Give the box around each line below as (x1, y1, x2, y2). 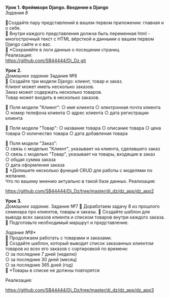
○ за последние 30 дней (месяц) (5, 257, 77, 262)
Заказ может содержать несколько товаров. (5, 89, 103, 95)
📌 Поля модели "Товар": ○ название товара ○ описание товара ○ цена (5, 125, 161, 131)
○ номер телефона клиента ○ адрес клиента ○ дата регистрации (5, 110, 149, 116)
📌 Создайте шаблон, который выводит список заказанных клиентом (5, 240, 154, 246)
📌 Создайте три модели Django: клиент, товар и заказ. (5, 78, 123, 84)
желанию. (5, 173, 27, 179)
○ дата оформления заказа (5, 162, 65, 168)
